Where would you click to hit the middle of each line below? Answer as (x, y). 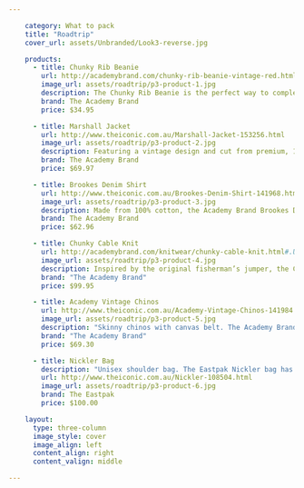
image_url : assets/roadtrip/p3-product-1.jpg (129, 85)
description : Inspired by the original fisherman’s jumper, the (165, 269)
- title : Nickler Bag (74, 361)
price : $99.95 (68, 286)
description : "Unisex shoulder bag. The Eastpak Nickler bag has (167, 369)
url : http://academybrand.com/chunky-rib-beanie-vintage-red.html (169, 76)
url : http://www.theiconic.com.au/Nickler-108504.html (147, 378)
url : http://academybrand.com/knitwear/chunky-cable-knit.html (163, 252)
